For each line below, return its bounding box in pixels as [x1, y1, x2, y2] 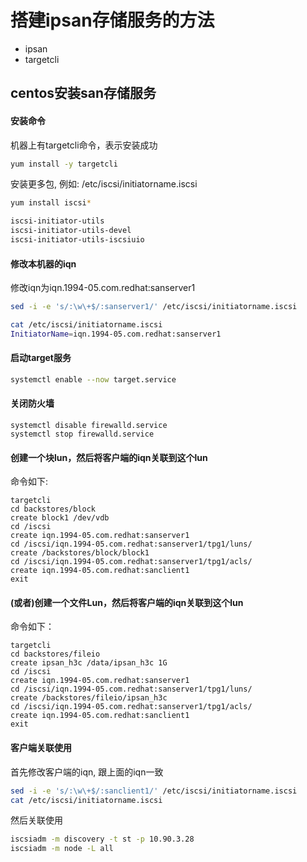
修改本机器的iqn [10, 257, 77, 270]
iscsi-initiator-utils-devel [10, 226, 132, 236]
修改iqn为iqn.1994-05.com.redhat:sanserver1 [10, 282, 196, 294]
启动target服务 [10, 352, 72, 364]
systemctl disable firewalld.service [10, 421, 168, 431]
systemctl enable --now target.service [10, 374, 177, 385]
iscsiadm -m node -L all [10, 844, 114, 854]
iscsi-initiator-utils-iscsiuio [10, 235, 145, 245]
